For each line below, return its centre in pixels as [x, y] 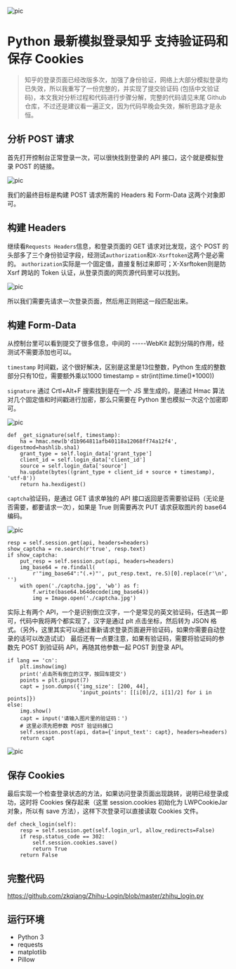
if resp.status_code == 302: [63, 837]
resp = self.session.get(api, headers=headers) [78, 543]
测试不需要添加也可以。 [41, 352]
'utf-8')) [22, 479]
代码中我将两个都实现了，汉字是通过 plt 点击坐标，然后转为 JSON [114, 621]
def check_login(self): [42, 825]
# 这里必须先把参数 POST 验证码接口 [67, 726]
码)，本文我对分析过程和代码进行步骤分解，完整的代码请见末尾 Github [125, 97]
